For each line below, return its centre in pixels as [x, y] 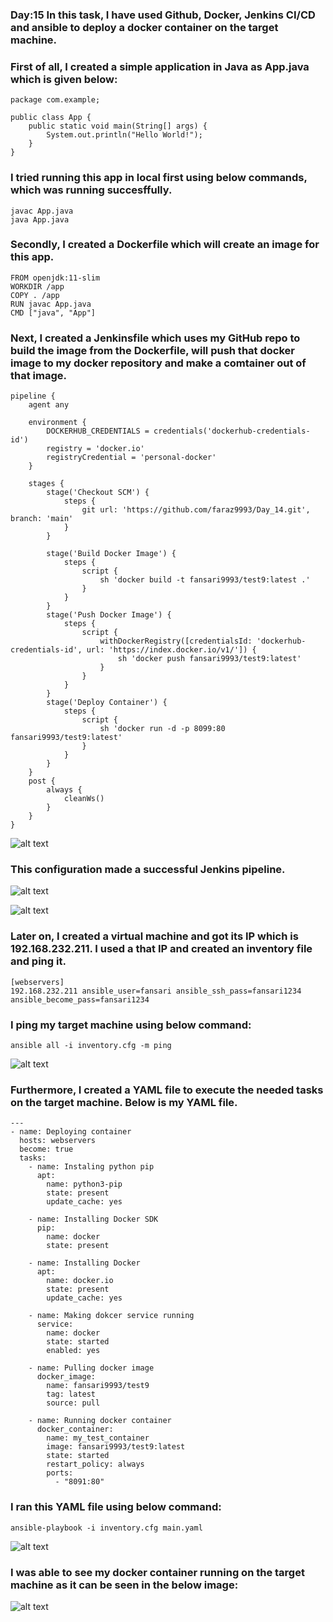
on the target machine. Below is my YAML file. [124, 1102]
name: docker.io [80, 1281]
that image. [38, 375]
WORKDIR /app [37, 286]
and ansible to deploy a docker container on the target [144, 27]
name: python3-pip [84, 1184]
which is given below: [64, 79]
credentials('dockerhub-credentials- [232, 431]
